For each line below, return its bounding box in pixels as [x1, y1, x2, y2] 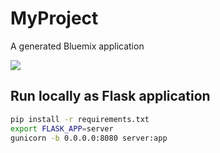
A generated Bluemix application [10, 40, 145, 52]
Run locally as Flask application [10, 88, 211, 105]
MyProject [10, 7, 99, 30]
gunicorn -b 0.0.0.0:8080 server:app [10, 133, 168, 143]
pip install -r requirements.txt [10, 114, 150, 124]
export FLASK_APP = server [10, 123, 114, 134]
